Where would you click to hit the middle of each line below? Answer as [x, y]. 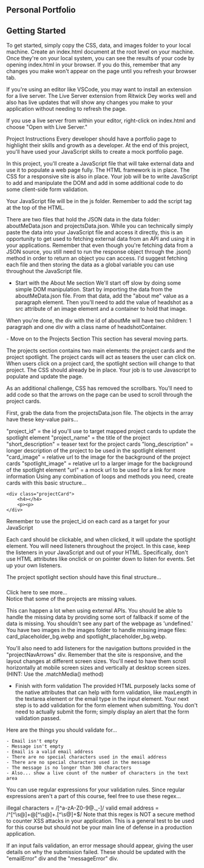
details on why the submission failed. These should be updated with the [96, 852]
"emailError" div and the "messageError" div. [62, 859]
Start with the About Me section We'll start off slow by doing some [98, 283]
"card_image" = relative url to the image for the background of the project [98, 457]
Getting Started [36, 31]
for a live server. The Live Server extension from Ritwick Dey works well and [102, 96]
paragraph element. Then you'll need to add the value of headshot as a [104, 302]
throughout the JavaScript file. [44, 271]
